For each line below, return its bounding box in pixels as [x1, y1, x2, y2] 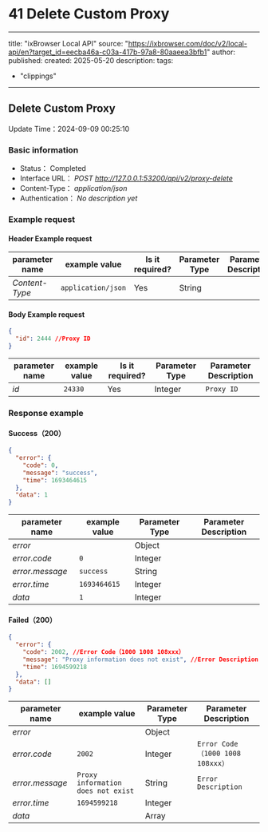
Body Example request [8, 309, 85, 319]
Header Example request [8, 233, 93, 244]
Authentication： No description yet [19, 193, 138, 204]
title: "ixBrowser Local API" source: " [8, 38, 129, 48]
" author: [206, 47, 236, 57]
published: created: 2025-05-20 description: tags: [8, 55, 174, 65]
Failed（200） [8, 615, 57, 624]
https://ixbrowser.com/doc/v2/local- [128, 38, 247, 48]
